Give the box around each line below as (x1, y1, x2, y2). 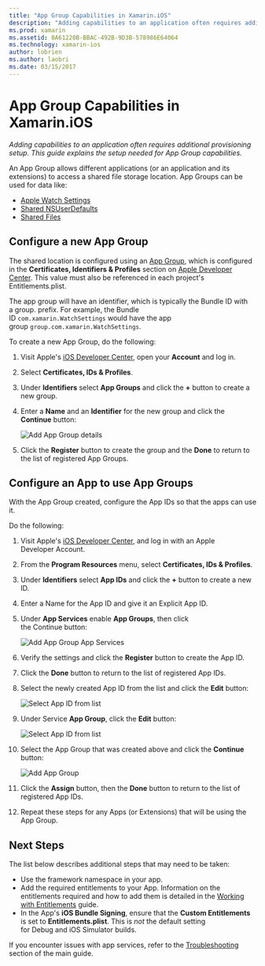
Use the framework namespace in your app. (20, 875, 164, 884)
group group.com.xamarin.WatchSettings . (9, 321, 142, 331)
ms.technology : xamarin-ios (9, 41, 101, 49)
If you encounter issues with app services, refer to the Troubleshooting (9, 940, 239, 950)
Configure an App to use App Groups (9, 476, 193, 490)
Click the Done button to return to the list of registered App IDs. (20, 668, 226, 678)
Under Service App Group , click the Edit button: (20, 714, 176, 724)
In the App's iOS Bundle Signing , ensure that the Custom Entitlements (20, 908, 251, 918)
